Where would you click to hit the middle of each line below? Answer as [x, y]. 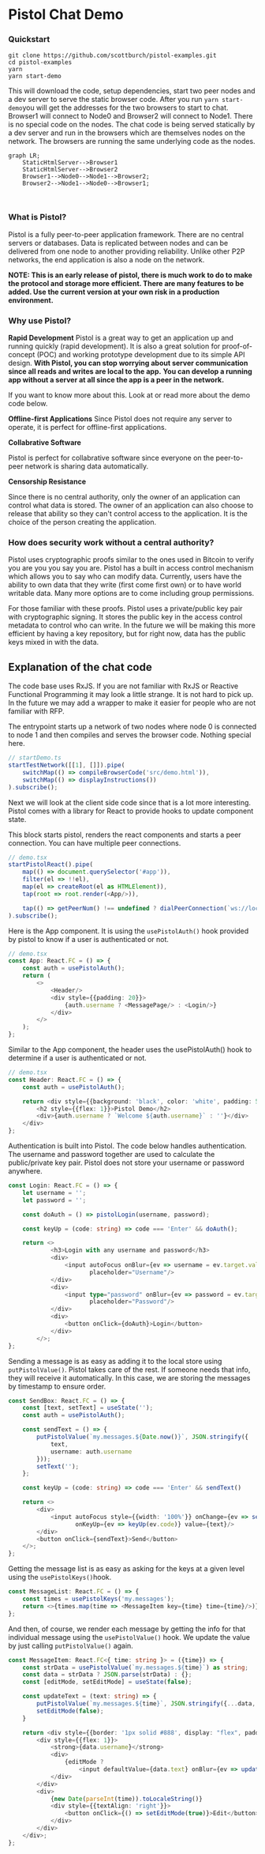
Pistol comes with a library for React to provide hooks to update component [131, 811]
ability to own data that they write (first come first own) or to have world [125, 585]
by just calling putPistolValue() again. [71, 1645]
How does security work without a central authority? [111, 543]
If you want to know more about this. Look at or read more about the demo [129, 395]
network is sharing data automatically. [86, 466]
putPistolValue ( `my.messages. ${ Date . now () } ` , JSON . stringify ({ [142, 1437]
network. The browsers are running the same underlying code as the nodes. [132, 141]
